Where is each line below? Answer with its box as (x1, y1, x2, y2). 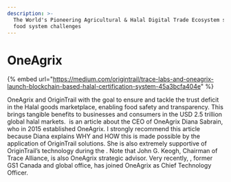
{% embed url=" (7, 75, 54, 83)
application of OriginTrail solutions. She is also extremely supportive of (7, 139, 208, 148)
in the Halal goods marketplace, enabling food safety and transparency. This (7, 103, 223, 111)
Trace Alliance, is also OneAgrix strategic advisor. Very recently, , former (7, 154, 213, 162)
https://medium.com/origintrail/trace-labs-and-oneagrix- (52, 75, 214, 83)
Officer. (7, 169, 29, 177)
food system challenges (13, 23, 81, 30)
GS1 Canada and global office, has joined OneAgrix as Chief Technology (7, 161, 212, 170)
